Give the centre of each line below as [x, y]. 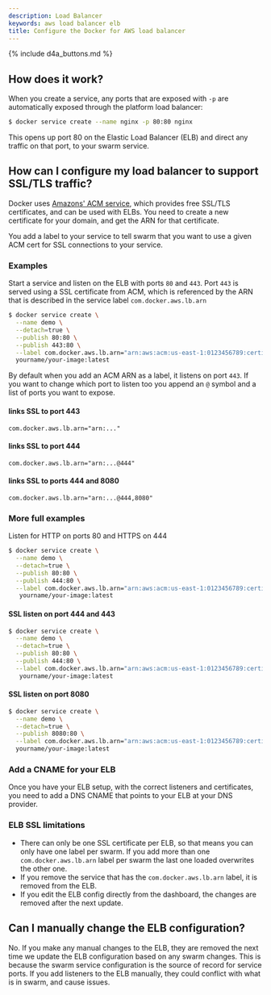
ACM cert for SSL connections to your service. [86, 245]
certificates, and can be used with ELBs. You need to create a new [119, 211]
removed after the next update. [71, 903]
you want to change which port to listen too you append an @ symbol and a [132, 384]
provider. [23, 805]
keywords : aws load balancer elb [65, 23]
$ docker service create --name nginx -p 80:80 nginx [101, 122]
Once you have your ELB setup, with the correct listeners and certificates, [131, 787]
